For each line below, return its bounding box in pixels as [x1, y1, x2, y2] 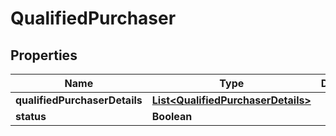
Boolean [151, 110, 193, 123]
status [15, 110, 47, 123]
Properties [10, 47, 78, 64]
